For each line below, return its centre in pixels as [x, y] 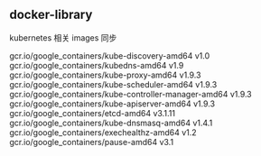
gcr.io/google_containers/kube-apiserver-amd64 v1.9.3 [112, 104]
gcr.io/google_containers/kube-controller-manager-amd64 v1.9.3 [131, 94]
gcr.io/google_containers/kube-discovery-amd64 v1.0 [110, 55]
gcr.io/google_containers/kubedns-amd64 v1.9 [97, 65]
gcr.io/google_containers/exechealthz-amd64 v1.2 [103, 132]
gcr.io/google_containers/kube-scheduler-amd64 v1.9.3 [113, 84]
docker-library [51, 15]
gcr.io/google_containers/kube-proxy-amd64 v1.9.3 [105, 75]
